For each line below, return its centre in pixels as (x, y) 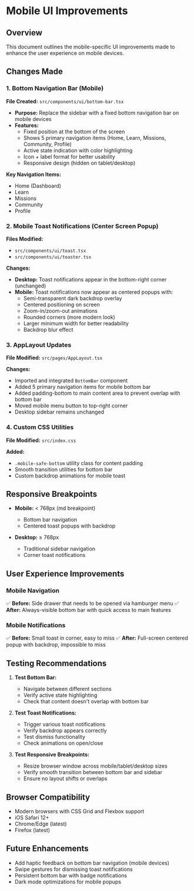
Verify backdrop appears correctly (65, 731)
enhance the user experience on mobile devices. (65, 53)
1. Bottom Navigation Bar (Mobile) (55, 89)
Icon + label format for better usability (69, 156)
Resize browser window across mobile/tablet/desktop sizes (95, 766)
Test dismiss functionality (54, 737)
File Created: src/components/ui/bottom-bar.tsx (65, 101)
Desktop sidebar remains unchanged (59, 412)
